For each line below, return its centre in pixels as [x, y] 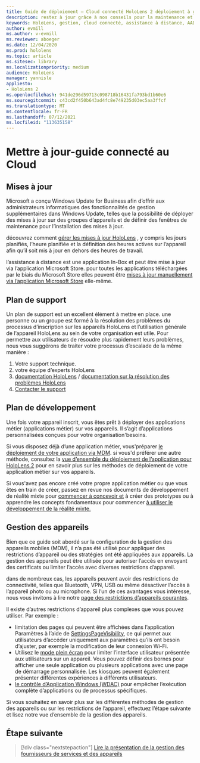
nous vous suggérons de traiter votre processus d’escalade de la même [94, 346]
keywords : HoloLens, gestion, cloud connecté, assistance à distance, [96, 23]
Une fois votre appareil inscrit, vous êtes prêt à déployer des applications [96, 422]
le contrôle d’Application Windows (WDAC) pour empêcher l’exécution [100, 684]
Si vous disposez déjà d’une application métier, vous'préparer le [85, 446]
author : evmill [25, 28]
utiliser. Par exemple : [32, 615]
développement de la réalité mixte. [49, 508]
